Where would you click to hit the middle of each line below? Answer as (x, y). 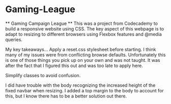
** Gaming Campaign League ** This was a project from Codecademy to (81, 23)
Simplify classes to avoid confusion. (43, 75)
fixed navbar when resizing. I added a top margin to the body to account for (84, 90)
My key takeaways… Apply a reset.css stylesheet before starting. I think (81, 49)
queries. (14, 40)
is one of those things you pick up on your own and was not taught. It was (83, 60)
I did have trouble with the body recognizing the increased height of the (80, 85)
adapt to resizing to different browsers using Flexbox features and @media (83, 34)
